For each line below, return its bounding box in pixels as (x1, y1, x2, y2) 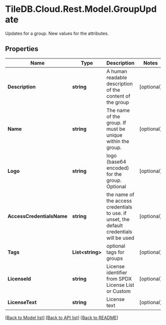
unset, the (106, 216, 130, 222)
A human (106, 68, 127, 75)
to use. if (106, 210, 127, 217)
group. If (106, 119, 126, 126)
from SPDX (106, 275, 132, 282)
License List (106, 281, 134, 288)
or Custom (106, 287, 131, 294)
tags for (106, 249, 124, 256)
